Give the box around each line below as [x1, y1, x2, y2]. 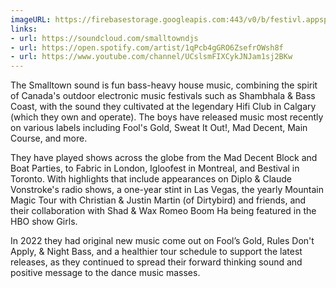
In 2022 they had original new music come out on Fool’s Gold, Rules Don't [10, 235, 315, 247]
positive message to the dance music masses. [10, 267, 201, 279]
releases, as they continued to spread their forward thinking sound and [10, 256, 303, 268]
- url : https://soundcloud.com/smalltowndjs [10, 33, 199, 43]
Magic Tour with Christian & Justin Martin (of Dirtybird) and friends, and [10, 194, 307, 206]
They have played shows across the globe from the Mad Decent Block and [10, 152, 318, 164]
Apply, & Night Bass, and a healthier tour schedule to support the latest [10, 246, 303, 258]
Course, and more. [10, 132, 88, 145]
